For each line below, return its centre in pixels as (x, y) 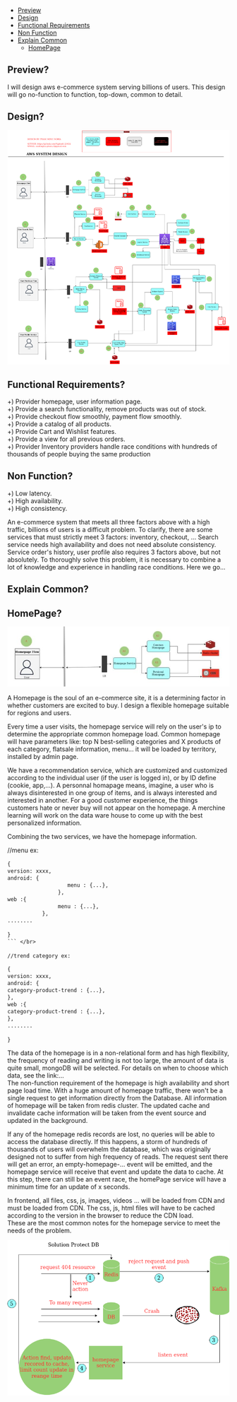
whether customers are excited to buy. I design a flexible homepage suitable (118, 705)
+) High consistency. (37, 508)
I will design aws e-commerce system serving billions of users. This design (116, 87)
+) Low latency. (30, 493)
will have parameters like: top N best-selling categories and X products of (114, 742)
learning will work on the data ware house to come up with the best (105, 815)
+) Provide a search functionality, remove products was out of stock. (107, 408)
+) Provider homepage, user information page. (75, 401)
